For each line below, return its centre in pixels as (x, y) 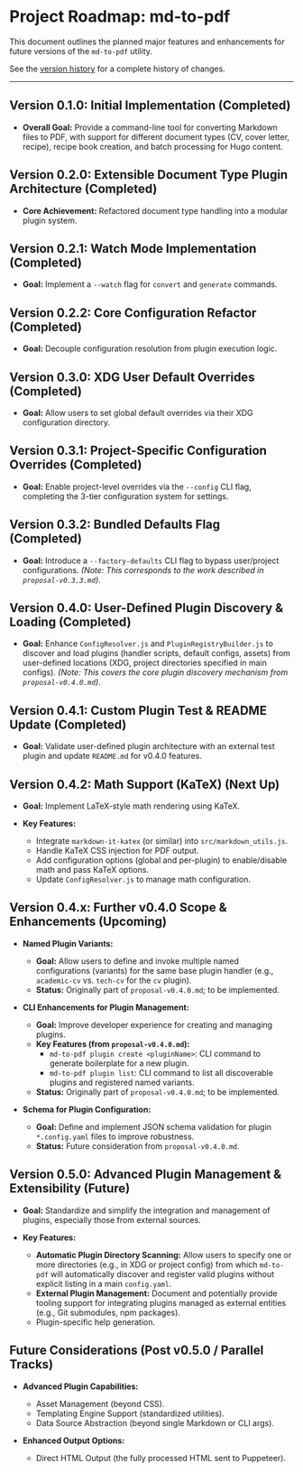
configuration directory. (66, 422)
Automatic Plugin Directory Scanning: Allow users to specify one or (164, 1254)
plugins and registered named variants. (122, 1082)
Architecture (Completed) (83, 189)
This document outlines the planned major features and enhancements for (147, 42)
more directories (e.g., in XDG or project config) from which (147, 1264)
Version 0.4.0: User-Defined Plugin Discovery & (147, 608)
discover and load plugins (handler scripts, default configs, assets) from (156, 653)
